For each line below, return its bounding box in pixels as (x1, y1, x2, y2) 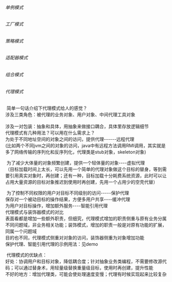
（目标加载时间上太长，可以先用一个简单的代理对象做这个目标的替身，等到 (5, 166, 162, 172)
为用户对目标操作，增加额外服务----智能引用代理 (5, 203, 108, 209)
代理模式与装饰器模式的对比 (5, 209, 64, 215)
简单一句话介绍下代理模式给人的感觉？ (6, 105, 88, 112)
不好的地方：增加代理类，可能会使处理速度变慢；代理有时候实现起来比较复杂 (5, 271, 167, 277)
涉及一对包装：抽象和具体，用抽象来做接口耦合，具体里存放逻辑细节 (5, 123, 149, 129)
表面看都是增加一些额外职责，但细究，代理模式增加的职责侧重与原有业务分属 (5, 215, 167, 222)
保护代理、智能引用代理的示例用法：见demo (5, 241, 98, 247)
